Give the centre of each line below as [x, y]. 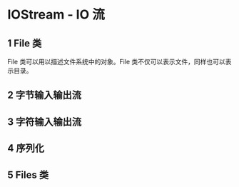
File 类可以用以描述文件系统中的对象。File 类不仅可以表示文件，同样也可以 [117, 62]
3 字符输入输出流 [45, 122]
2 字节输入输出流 [45, 95]
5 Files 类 [28, 175]
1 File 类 [25, 43]
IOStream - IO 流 [56, 15]
